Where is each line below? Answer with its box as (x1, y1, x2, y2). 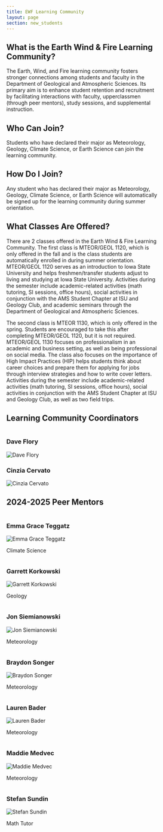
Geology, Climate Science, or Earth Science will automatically (6, 191, 158, 199)
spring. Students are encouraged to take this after (6, 325, 129, 333)
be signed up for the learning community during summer (6, 197, 146, 205)
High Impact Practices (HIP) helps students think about (6, 358, 142, 365)
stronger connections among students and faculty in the (6, 74, 144, 81)
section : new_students (6, 20, 63, 26)
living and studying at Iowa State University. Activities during (6, 275, 156, 283)
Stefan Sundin (6, 794, 49, 803)
